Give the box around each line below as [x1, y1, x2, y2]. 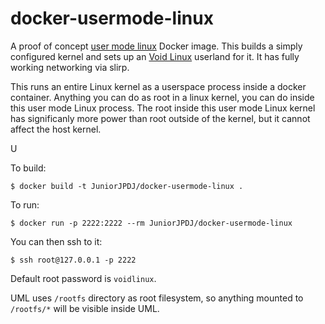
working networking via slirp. [10, 61, 130, 73]
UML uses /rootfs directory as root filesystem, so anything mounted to [10, 292, 304, 304]
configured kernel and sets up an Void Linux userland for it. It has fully [10, 50, 300, 62]
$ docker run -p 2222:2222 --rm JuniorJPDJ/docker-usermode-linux [10, 218, 293, 228]
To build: [10, 162, 47, 174]
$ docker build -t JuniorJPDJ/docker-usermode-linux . [10, 181, 244, 191]
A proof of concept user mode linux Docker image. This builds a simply [10, 40, 303, 52]
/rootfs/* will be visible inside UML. [10, 302, 160, 314]
